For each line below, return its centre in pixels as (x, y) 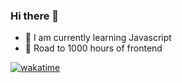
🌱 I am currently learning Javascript (98, 38)
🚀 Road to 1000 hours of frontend (93, 48)
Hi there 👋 (35, 16)
